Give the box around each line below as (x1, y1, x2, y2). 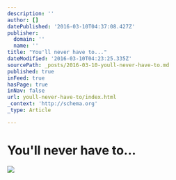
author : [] (7, 17, 39, 24)
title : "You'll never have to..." (7, 49, 108, 56)
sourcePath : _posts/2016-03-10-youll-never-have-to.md (7, 62, 170, 69)
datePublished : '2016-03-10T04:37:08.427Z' (7, 23, 136, 30)
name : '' (13, 42, 39, 49)
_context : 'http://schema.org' (7, 100, 98, 107)
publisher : (7, 29, 39, 37)
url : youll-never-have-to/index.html (7, 94, 117, 101)
